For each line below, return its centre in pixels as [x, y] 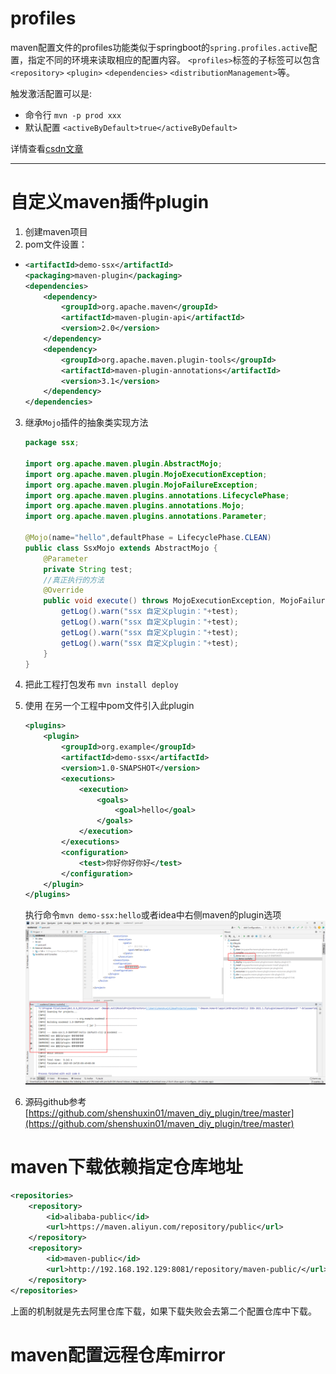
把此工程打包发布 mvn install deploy [101, 684]
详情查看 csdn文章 [47, 148]
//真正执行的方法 [74, 580]
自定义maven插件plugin [110, 202]
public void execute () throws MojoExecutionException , [160, 601]
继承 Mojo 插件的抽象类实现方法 [86, 423]
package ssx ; [52, 443]
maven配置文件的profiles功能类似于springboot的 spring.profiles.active [159, 47]
